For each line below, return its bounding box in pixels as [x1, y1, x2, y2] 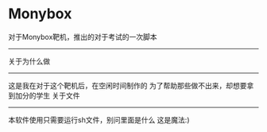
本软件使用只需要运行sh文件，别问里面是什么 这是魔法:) [8, 115, 190, 124]
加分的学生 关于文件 [14, 91, 80, 100]
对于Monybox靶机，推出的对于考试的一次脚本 [8, 32, 157, 41]
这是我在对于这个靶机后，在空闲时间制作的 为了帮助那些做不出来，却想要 [8, 80, 247, 90]
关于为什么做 [8, 56, 50, 66]
